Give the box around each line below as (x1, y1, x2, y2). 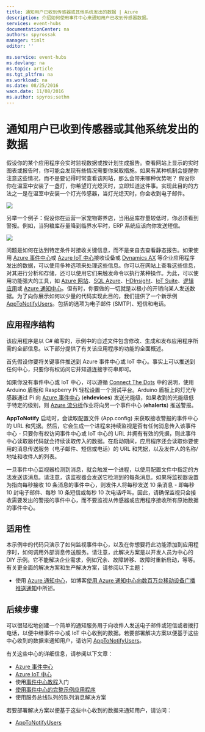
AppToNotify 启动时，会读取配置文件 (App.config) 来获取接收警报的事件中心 (6, 414, 198, 421)
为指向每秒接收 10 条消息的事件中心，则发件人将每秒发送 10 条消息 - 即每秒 (6, 481, 195, 488)
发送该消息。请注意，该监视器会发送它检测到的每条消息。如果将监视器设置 (11, 473, 199, 481)
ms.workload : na (6, 77, 48, 83)
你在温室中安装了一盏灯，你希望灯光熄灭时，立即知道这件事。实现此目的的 (6, 182, 193, 189)
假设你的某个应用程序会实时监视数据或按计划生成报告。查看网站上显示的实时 (6, 159, 199, 166)
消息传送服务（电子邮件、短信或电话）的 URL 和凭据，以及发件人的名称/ (16, 445, 198, 452)
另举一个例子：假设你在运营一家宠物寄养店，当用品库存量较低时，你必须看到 (6, 214, 199, 221)
